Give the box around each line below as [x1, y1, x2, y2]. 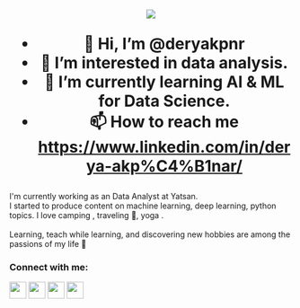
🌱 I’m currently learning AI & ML [44, 72, 285, 92]
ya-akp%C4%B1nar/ [85, 156, 243, 177]
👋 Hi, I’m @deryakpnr [84, 34, 245, 54]
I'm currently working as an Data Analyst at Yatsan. [9, 191, 199, 202]
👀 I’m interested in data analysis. [40, 53, 289, 74]
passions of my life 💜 [9, 239, 87, 250]
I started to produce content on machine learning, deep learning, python [9, 200, 277, 211]
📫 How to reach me [89, 112, 240, 132]
